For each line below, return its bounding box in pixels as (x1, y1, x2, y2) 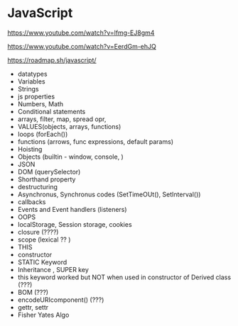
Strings (17, 84, 39, 93)
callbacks (17, 197, 46, 206)
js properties (17, 92, 55, 101)
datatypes (17, 69, 48, 78)
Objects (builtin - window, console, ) (17, 152, 124, 161)
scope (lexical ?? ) (17, 235, 71, 244)
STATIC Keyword (17, 257, 67, 266)
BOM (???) (17, 288, 48, 296)
